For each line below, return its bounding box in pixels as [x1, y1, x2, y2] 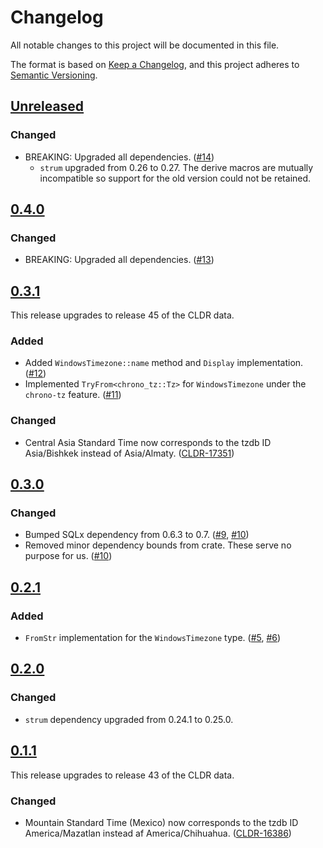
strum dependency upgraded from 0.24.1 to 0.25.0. [24, 713, 234, 725]
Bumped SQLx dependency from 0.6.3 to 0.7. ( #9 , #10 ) [24, 529, 250, 541]
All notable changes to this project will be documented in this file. [10, 39, 280, 51]
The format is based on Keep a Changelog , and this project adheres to [10, 58, 300, 70]
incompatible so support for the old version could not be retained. [39, 172, 312, 184]
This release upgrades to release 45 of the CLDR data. [10, 309, 235, 321]
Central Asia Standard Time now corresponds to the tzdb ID [24, 436, 272, 448]
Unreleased [10, 98, 85, 115]
